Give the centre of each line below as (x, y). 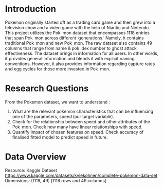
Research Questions (47, 89)
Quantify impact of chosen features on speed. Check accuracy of (78, 132)
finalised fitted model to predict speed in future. (60, 137)
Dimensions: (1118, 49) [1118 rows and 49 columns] (56, 180)
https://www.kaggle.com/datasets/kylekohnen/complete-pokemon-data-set (81, 175)
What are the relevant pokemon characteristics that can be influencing (83, 111)
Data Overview (36, 157)
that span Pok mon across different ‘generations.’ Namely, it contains (74, 38)
